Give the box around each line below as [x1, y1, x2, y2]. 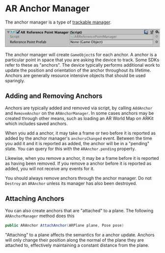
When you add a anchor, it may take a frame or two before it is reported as [5, 130, 156, 136]
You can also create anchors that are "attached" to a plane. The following [5, 207, 154, 213]
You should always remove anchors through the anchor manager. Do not [5, 175, 152, 181]
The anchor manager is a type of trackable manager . [5, 19, 111, 25]
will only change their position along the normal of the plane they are [5, 237, 144, 243]
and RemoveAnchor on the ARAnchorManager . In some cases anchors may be [5, 110, 154, 116]
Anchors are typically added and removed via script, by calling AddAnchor [5, 105, 153, 111]
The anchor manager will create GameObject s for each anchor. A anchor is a [5, 52, 157, 58]
